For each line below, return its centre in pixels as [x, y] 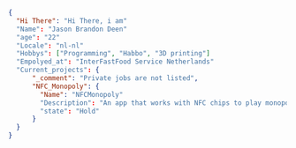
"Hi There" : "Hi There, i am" [72, 21]
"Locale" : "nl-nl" [50, 45]
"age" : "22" [38, 37]
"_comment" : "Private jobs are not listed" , [115, 78]
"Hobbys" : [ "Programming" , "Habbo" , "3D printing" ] [114, 54]
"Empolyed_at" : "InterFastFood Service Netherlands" [115, 62]
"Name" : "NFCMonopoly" [82, 94]
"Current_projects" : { [58, 70]
